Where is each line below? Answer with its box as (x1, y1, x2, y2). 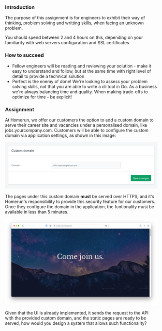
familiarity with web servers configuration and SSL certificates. (5, 40, 131, 46)
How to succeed (5, 52, 44, 59)
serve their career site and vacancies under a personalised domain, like (5, 122, 147, 128)
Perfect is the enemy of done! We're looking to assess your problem (12, 78, 148, 84)
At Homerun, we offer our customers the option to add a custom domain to (5, 117, 154, 123)
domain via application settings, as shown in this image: (5, 132, 116, 138)
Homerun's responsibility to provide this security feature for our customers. (5, 199, 156, 205)
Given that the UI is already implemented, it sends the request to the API (5, 310, 149, 315)
